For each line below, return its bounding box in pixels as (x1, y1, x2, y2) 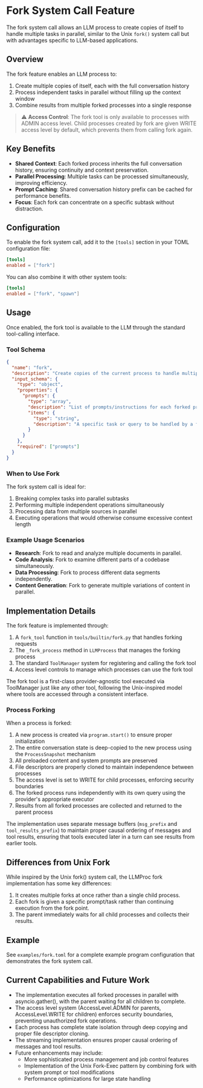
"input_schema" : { (11, 376, 59, 382)
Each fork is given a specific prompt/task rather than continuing (14, 898, 174, 905)
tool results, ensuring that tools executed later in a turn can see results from (6, 833, 195, 840)
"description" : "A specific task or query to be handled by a (33, 421, 193, 427)
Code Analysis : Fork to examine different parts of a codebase (14, 556, 170, 563)
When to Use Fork (6, 469, 60, 478)
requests (14, 640, 37, 647)
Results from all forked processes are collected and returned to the (14, 802, 182, 809)
